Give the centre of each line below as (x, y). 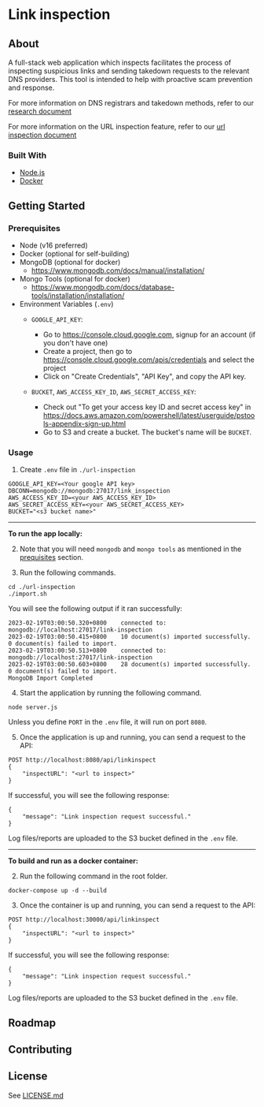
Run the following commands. (68, 572)
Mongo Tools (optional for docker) (75, 278)
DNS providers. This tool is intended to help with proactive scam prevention (130, 79)
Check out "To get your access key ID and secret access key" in (147, 407)
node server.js (33, 707)
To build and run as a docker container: (73, 861)
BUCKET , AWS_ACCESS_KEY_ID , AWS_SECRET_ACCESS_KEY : (114, 391)
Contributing (40, 1050)
